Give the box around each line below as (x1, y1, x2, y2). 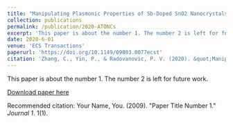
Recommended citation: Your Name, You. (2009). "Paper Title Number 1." (7, 101, 216, 110)
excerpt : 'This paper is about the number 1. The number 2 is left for (7, 29, 218, 37)
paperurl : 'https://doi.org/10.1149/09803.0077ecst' (7, 49, 163, 56)
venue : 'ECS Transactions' (7, 42, 85, 49)
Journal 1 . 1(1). (7, 108, 49, 117)
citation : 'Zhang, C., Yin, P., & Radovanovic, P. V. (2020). (7, 56, 191, 63)
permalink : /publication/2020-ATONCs (7, 23, 116, 30)
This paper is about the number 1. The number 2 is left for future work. (7, 74, 209, 83)
